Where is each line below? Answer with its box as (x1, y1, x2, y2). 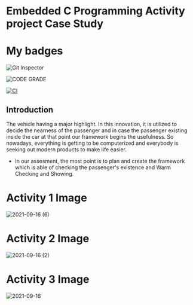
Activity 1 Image (6, 191, 88, 205)
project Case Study (6, 17, 103, 30)
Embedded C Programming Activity (6, 4, 185, 18)
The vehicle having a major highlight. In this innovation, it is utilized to (6, 120, 177, 127)
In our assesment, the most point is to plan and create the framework (14, 157, 185, 164)
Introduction (6, 105, 54, 115)
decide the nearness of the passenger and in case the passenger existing (6, 127, 188, 134)
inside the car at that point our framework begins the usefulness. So (6, 133, 174, 140)
